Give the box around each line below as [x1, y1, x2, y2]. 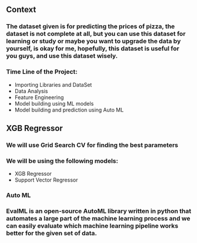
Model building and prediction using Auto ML [14, 106, 124, 113]
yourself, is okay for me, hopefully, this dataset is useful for [6, 44, 179, 52]
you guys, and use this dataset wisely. [6, 52, 118, 60]
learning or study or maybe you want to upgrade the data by [6, 37, 181, 45]
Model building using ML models [14, 100, 94, 107]
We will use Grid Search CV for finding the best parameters [6, 141, 178, 149]
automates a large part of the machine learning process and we [6, 215, 191, 223]
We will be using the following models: [6, 156, 119, 165]
